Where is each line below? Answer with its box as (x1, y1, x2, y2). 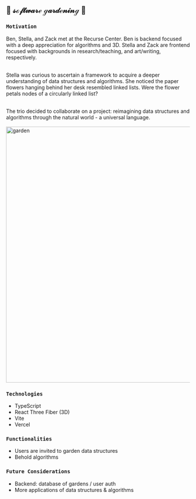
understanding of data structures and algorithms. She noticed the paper (6, 77, 179, 84)
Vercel (14, 421, 30, 428)
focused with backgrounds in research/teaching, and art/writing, (6, 47, 162, 54)
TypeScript (14, 402, 41, 409)
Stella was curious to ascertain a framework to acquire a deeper (6, 71, 160, 78)
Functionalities (6, 435, 52, 442)
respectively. (6, 54, 37, 61)
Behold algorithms (14, 453, 59, 461)
